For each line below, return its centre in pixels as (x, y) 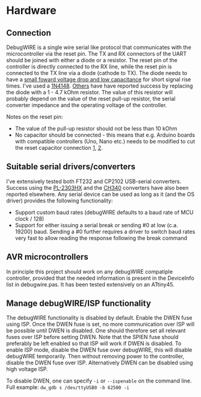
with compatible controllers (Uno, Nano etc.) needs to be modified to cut (105, 141)
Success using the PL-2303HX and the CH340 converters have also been (97, 187)
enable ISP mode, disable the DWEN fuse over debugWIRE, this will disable (99, 350)
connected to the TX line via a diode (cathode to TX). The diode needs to (97, 73)
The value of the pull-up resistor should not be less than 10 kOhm (96, 128)
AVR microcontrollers (47, 257)
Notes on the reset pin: (35, 117)
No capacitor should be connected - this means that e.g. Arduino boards (105, 135)
